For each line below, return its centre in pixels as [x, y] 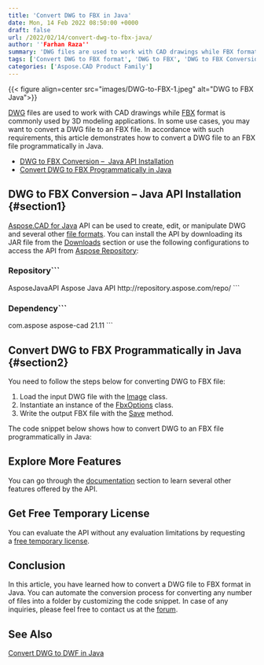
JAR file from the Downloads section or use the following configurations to [129, 242]
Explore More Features [65, 462]
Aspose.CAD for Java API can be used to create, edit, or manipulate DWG [127, 226]
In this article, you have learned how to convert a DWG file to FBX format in [130, 584]
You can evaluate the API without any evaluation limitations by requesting [126, 532]
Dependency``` [38, 308]
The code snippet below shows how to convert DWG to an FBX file [116, 428]
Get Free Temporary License [79, 514]
